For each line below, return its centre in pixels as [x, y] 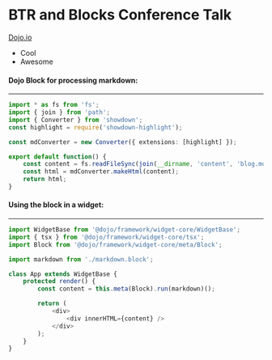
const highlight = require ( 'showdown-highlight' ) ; [96, 127]
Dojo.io [20, 37]
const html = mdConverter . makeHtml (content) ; [101, 172]
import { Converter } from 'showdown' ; [76, 120]
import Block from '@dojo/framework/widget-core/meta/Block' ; [115, 244]
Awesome [37, 61]
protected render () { [59, 282]
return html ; [45, 180]
